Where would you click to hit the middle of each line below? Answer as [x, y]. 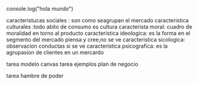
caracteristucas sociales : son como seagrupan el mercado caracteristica [97, 20]
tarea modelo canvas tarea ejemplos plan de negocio [72, 64]
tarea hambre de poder [35, 76]
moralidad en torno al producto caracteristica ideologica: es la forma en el [98, 33]
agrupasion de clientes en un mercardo [55, 52]
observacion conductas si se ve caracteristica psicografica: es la [87, 46]
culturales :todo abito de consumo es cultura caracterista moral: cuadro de [99, 27]
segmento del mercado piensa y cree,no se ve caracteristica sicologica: [96, 39]
